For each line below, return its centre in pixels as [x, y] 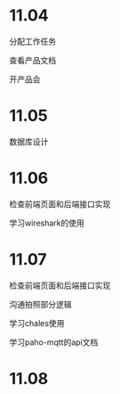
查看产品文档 [32, 60]
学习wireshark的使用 [47, 223]
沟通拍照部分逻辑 [40, 304]
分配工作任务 [32, 41]
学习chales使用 [37, 323]
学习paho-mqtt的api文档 [54, 342]
